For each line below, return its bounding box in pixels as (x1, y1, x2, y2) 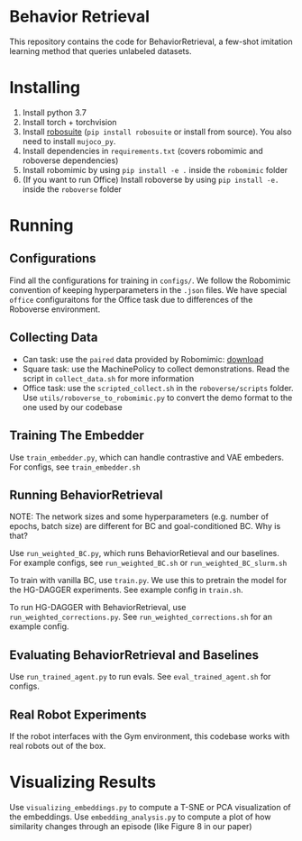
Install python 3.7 (22, 106, 87, 118)
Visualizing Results (9, 772, 156, 792)
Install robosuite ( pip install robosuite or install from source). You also (22, 126, 292, 137)
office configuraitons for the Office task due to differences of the (9, 294, 253, 305)
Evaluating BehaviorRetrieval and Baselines (9, 647, 260, 663)
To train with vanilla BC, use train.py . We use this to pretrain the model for (9, 575, 288, 586)
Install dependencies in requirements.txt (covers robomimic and (22, 145, 263, 156)
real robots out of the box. (9, 740, 106, 751)
